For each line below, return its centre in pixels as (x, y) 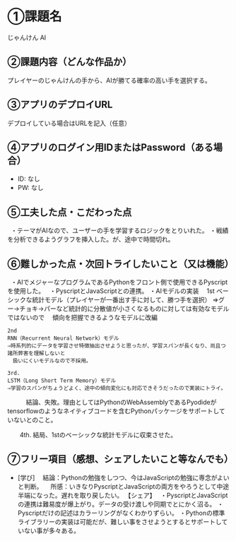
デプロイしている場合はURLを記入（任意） (69, 123)
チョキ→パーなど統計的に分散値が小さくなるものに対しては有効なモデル (124, 309)
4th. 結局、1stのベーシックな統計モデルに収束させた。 (98, 435)
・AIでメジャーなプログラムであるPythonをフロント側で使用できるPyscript (119, 282)
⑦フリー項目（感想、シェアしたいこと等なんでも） (120, 459)
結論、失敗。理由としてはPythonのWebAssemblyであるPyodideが (121, 402)
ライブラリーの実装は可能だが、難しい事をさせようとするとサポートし (119, 521)
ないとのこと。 (35, 420)
